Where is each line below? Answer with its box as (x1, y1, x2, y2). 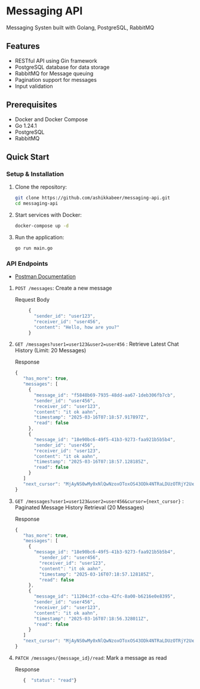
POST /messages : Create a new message (14, 285, 112, 292)
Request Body (14, 296, 50, 303)
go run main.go (14, 245, 53, 251)
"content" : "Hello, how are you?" (33, 324, 120, 330)
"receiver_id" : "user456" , (33, 318, 101, 325)
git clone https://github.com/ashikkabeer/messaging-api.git (14, 195, 171, 201)
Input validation (14, 82, 53, 90)
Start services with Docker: (14, 211, 82, 219)
